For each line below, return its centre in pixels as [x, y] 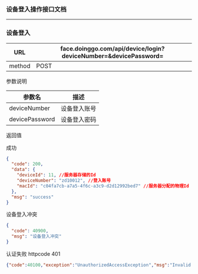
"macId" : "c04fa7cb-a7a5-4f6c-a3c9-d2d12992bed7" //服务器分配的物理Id [103, 186]
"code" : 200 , [27, 164]
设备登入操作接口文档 [36, 9]
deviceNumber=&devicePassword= [113, 56]
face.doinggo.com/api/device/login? [113, 48]
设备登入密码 [79, 119]
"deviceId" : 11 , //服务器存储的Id [56, 175]
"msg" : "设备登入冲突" [37, 236]
